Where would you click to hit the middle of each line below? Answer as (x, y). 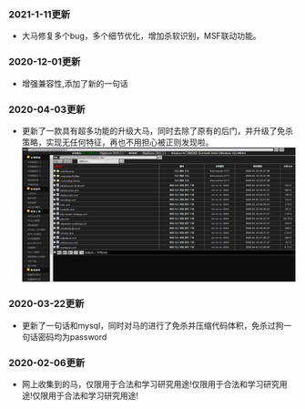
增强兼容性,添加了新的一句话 (75, 83)
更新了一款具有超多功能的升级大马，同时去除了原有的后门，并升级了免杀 (157, 130)
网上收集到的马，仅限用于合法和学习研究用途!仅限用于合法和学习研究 (150, 384)
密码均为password (72, 337)
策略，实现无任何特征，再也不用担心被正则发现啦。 (117, 142)
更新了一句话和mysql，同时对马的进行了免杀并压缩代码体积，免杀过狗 (152, 325)
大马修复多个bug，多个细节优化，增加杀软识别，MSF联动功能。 (141, 36)
